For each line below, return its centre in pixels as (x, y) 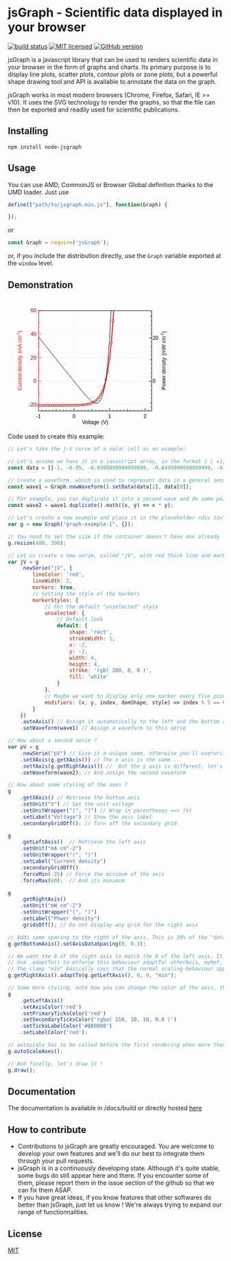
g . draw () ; (22, 1070)
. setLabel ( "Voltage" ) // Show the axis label (86, 817)
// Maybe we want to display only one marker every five (127, 696)
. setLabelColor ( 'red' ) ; (54, 1033)
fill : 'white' (89, 677)
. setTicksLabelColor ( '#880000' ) (66, 1026)
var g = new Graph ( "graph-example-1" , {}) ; (71, 524)
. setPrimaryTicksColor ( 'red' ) (63, 1013)
